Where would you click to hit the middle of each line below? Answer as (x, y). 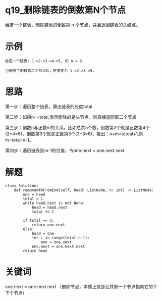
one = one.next (56, 242)
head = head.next (50, 207)
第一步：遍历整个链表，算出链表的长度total (49, 106)
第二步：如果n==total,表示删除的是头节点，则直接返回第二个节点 (71, 117)
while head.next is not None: (54, 203)
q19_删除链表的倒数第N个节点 (66, 10)
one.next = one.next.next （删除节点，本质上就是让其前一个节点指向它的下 (81, 286)
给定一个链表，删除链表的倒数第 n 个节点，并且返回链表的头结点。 (73, 25)
